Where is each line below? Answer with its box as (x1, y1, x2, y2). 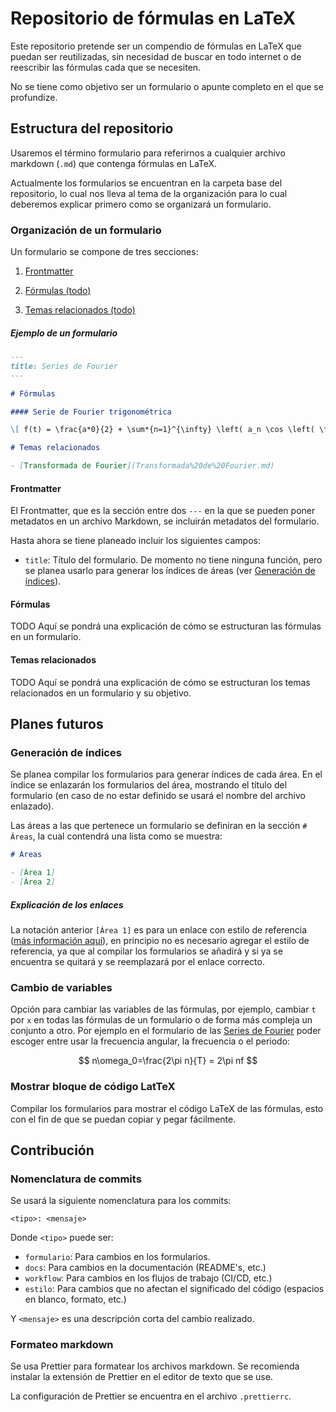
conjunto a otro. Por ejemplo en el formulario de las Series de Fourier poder (10, 1025, 322, 1037)
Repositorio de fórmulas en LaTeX (10, 7, 297, 30)
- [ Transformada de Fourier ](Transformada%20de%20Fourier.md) (10, 461, 275, 471)
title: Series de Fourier (10, 361, 118, 371)
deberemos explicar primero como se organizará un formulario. (10, 198, 272, 210)
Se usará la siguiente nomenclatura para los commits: (10, 1195, 232, 1207)
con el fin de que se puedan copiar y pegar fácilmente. (10, 1113, 237, 1125)
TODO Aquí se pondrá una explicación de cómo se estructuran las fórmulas (10, 620, 322, 632)
